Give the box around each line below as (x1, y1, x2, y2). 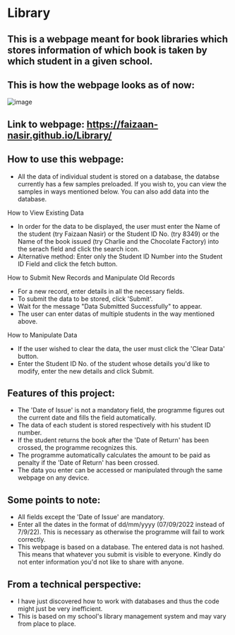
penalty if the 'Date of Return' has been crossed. (17, 458, 159, 467)
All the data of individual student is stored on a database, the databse (17, 172, 220, 181)
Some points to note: (7, 494, 101, 506)
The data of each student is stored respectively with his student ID (17, 421, 211, 429)
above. (17, 316, 38, 326)
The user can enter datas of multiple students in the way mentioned (17, 309, 215, 318)
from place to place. (17, 619, 76, 628)
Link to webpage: (7, 118, 85, 130)
